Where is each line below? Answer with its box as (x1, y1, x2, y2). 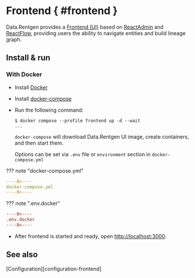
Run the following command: (14, 107, 83, 114)
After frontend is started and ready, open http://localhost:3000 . (14, 232, 167, 239)
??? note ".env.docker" (6, 200, 60, 207)
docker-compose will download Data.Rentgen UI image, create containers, (14, 133, 190, 140)
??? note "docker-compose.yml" (6, 167, 83, 174)
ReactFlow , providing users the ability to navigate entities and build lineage (6, 29, 186, 36)
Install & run (6, 53, 51, 63)
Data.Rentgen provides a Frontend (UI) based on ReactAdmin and (6, 23, 163, 30)
